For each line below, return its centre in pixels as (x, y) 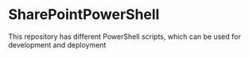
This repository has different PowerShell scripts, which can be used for (124, 36)
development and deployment (57, 44)
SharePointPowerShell (84, 15)
